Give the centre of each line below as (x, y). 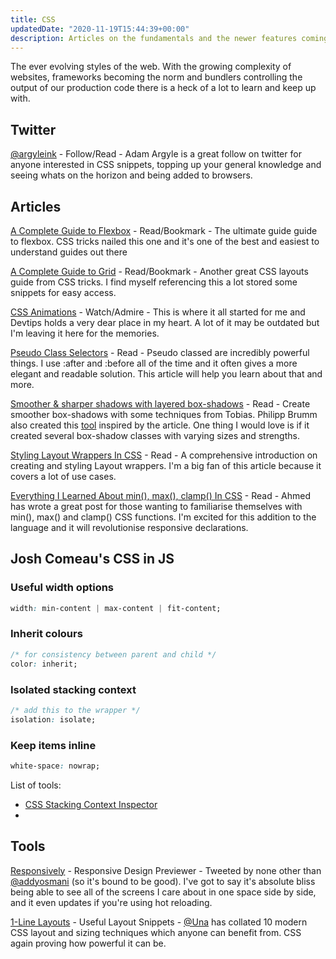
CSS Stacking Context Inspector (91, 804)
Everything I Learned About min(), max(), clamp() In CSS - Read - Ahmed (160, 495)
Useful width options (62, 588)
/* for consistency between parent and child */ (113, 654)
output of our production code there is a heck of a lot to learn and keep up (163, 88)
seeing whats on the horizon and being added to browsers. (131, 175)
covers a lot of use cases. (63, 476)
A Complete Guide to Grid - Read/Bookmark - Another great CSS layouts (159, 271)
